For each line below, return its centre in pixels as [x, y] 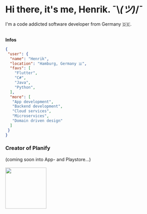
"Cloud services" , [32, 111]
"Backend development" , [37, 106]
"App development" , [33, 102]
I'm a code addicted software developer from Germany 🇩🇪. [68, 24]
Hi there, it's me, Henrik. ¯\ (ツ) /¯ [74, 9]
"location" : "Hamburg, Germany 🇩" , [48, 64]
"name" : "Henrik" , [30, 59]
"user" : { [18, 54]
